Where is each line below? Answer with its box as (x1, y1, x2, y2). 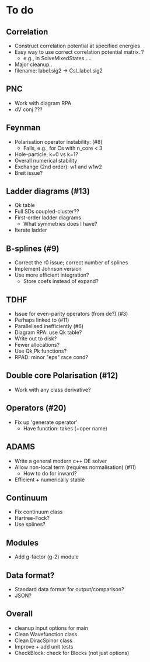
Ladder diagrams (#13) (6, 187, 90, 196)
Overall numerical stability (14, 157, 78, 164)
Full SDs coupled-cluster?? (14, 208, 80, 215)
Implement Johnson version (14, 266, 82, 273)
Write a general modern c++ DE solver (14, 457, 107, 464)
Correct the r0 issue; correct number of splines (14, 259, 128, 266)
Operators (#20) (6, 403, 67, 413)
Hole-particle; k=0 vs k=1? (14, 150, 79, 158)
